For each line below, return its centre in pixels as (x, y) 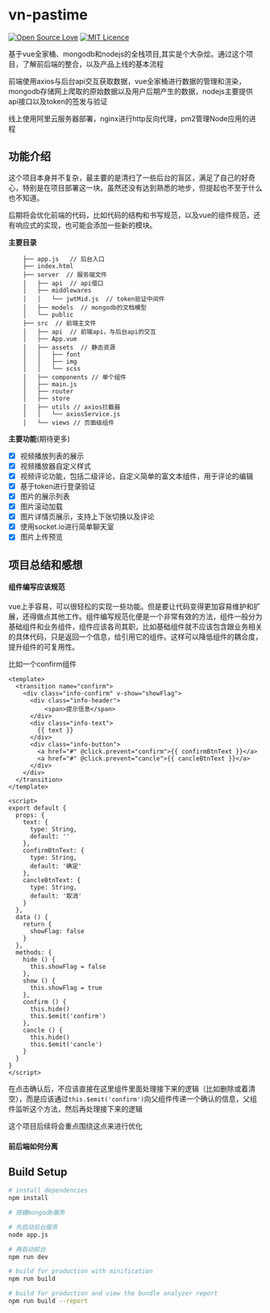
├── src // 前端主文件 (60, 323)
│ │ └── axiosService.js (72, 414)
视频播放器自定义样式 (55, 465)
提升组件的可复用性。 (44, 646)
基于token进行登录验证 (58, 486)
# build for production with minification (81, 1271)
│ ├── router (48, 391)
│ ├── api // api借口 (63, 283)
